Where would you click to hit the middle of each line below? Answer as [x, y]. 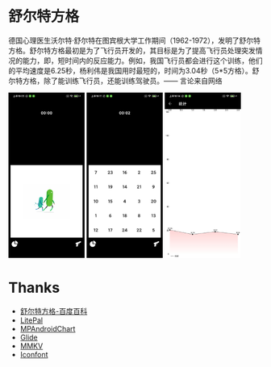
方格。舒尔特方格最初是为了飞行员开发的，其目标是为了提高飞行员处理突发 [132, 50]
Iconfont [34, 354]
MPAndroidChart [48, 328]
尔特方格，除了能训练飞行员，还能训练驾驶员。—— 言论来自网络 [115, 81]
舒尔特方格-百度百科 [54, 311]
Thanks [34, 288]
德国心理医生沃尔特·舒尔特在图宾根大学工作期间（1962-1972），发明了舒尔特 [134, 40]
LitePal [31, 320]
